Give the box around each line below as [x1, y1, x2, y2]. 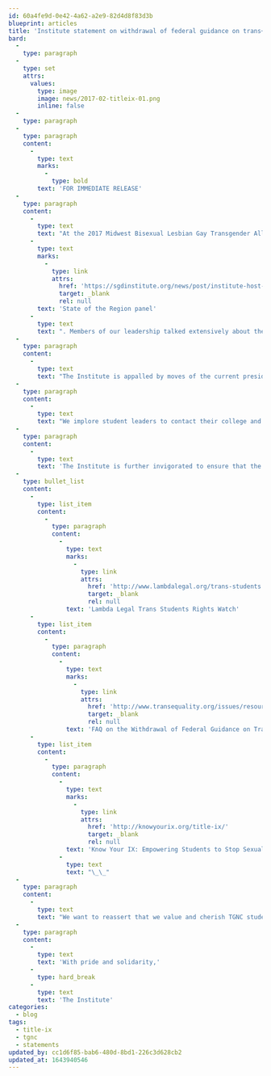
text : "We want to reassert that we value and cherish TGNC [37, 913, 244, 921]
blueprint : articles [8, 19, 78, 27]
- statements [15, 1040, 60, 1049]
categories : [8, 1003, 48, 1011]
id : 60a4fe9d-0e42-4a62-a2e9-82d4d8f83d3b [8, 11, 153, 20]
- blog [15, 1011, 38, 1019]
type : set [23, 65, 56, 73]
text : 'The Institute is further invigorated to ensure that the [37, 462, 262, 471]
